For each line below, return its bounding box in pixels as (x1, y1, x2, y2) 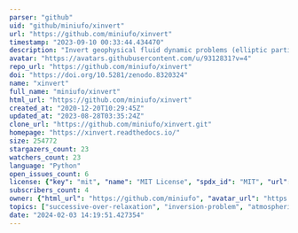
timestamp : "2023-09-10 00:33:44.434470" (9, 37, 165, 47)
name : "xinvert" (9, 79, 69, 88)
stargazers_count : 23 (9, 144, 90, 153)
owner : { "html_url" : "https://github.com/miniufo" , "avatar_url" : (9, 194, 260, 204)
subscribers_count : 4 (9, 186, 90, 195)
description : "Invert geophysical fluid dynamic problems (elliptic (9, 46, 268, 55)
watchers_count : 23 (9, 152, 82, 162)
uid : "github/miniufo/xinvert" (9, 21, 125, 30)
